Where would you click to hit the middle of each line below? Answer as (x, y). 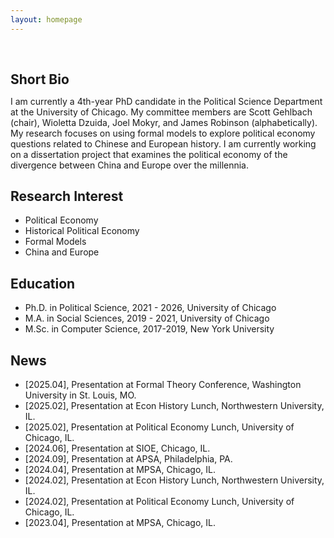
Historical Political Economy (82, 231)
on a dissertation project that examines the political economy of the (149, 154)
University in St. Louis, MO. (80, 395)
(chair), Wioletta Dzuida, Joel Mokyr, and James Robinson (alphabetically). (164, 122)
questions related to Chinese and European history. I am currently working (163, 143)
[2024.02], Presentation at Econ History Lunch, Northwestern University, (174, 480)
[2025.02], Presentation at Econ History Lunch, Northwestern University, (174, 406)
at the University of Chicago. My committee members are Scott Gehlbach (161, 112)
